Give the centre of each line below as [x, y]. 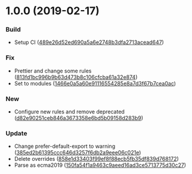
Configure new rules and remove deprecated [69, 112]
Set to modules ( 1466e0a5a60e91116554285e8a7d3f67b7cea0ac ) [95, 83]
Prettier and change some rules [53, 71]
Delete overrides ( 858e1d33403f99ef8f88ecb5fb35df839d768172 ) [97, 159]
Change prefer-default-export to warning [65, 146]
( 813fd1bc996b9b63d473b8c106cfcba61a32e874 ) [76, 77]
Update [16, 133]
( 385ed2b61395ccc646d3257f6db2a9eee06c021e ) [78, 153]
